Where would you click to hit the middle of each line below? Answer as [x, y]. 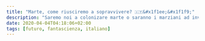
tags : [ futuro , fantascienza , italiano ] [59, 29]
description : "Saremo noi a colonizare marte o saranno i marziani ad [98, 17]
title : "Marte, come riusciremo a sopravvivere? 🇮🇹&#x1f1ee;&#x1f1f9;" [101, 12]
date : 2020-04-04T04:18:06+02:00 [49, 23]
